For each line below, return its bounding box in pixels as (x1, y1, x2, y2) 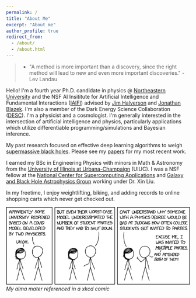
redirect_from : (6, 34, 43, 40)
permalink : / (6, 9, 38, 15)
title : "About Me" (6, 15, 51, 22)
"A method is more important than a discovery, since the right (29, 63, 177, 70)
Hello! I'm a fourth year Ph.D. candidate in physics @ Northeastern (6, 86, 166, 93)
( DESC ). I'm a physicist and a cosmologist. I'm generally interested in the (6, 112, 181, 119)
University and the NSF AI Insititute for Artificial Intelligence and (6, 93, 159, 100)
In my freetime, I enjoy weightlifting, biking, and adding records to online (6, 189, 180, 196)
